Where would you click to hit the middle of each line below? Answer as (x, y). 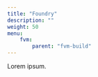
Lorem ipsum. (27, 66)
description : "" (31, 20)
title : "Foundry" (32, 14)
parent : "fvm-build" (62, 46)
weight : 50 (23, 27)
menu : (15, 33)
